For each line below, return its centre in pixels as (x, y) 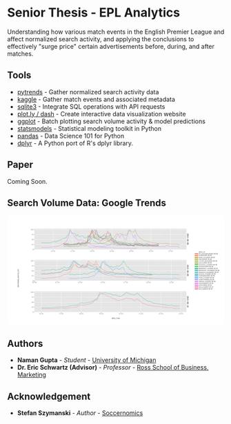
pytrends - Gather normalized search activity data (88, 92)
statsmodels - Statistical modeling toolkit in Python (89, 128)
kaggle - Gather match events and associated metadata (96, 99)
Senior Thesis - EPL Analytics (94, 13)
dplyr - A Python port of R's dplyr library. (75, 143)
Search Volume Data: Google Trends (87, 203)
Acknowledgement (49, 396)
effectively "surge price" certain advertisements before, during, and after (111, 46)
